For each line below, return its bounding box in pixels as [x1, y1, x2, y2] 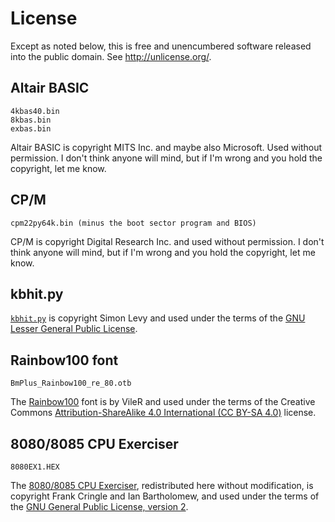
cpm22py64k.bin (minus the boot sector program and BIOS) [10, 218, 257, 228]
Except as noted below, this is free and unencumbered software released [10, 40, 312, 52]
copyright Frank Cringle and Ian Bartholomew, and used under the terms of [10, 490, 320, 502]
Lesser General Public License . [10, 323, 138, 335]
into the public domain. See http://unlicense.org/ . [10, 50, 212, 62]
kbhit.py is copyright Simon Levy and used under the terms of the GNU [10, 312, 306, 324]
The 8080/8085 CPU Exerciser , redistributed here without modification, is [10, 480, 314, 491]
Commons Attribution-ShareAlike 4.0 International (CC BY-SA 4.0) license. [10, 407, 317, 419]
